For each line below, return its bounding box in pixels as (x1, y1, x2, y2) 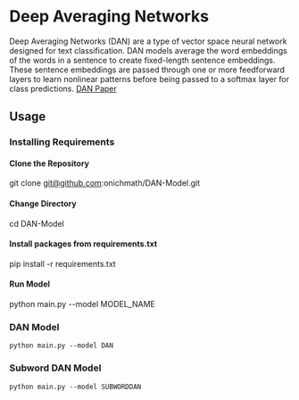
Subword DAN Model (9, 362, 102, 374)
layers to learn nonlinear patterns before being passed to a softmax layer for (9, 73, 290, 84)
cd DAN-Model (9, 218, 64, 229)
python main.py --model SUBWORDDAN (9, 382, 142, 391)
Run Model (9, 279, 51, 289)
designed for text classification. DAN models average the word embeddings (9, 45, 287, 55)
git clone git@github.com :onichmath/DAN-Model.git (9, 178, 201, 188)
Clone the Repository (9, 158, 89, 169)
